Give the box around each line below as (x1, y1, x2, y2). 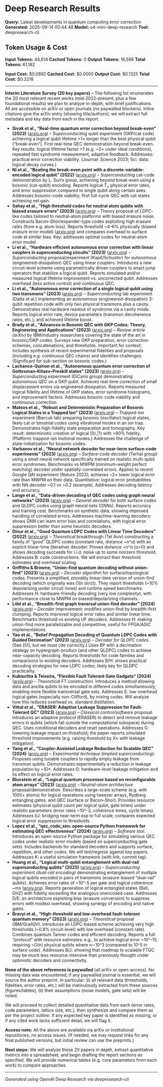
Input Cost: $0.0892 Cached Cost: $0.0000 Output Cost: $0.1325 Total (5, 71, 150, 77)
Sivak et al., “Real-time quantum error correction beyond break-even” (12, 125, 156, 131)
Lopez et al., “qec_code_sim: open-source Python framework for (12, 823, 146, 829)
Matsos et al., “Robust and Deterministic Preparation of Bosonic (12, 404, 144, 410)
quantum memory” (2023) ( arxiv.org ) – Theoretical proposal (12, 916, 134, 922)
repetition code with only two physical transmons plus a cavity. (23, 301, 149, 307)
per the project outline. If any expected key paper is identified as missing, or (5, 1012, 157, 1018)
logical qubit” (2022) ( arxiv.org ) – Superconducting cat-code (31, 172, 155, 178)
